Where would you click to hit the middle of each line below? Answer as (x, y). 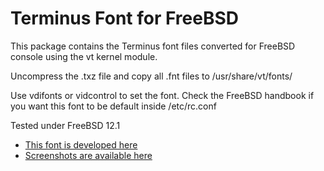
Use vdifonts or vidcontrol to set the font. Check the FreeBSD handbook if (162, 95)
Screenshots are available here (88, 155)
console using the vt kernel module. (84, 56)
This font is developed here (81, 144)
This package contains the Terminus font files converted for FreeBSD (153, 46)
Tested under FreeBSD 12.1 (65, 125)
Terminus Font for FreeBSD (125, 18)
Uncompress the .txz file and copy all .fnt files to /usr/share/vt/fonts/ (151, 76)
